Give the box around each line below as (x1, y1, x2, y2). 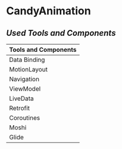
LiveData (9, 94, 34, 103)
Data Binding (9, 55, 45, 64)
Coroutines (9, 114, 40, 122)
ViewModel (9, 85, 41, 93)
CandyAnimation (6, 4, 91, 18)
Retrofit (9, 104, 30, 112)
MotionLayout (9, 66, 48, 73)
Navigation (9, 75, 40, 83)
